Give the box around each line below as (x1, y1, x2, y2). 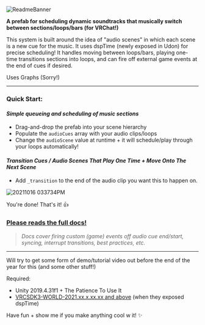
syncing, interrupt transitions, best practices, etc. (21, 239, 145, 246)
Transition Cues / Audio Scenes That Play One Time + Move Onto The (6, 156, 187, 164)
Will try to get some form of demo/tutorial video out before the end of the (6, 257, 190, 264)
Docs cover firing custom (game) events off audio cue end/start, (21, 232, 184, 239)
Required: (6, 275, 31, 282)
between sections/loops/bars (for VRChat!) (6, 24, 119, 31)
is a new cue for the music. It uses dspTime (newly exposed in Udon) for (6, 43, 189, 49)
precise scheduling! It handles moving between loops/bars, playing (6, 49, 175, 56)
